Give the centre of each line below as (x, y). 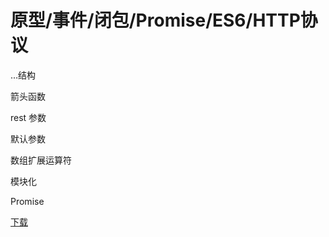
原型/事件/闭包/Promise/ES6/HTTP (155, 20)
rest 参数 (28, 117)
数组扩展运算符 (41, 160)
